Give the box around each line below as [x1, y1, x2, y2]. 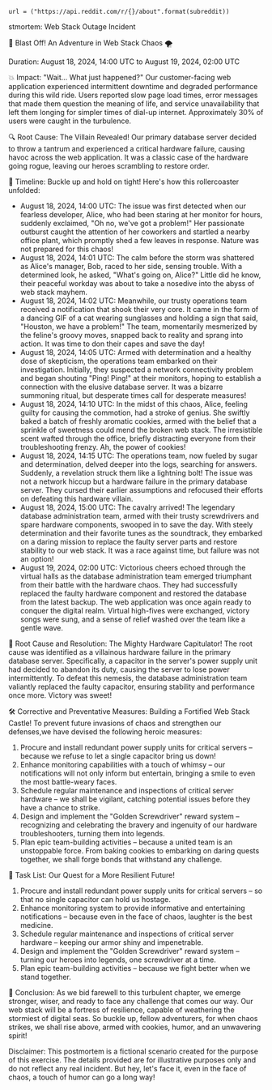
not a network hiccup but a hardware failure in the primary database [19, 477, 248, 486]
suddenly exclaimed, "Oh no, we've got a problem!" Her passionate [19, 219, 245, 228]
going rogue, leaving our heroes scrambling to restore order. [8, 161, 210, 170]
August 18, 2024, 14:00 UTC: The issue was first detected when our [19, 201, 247, 211]
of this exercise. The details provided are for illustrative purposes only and [8, 1055, 257, 1065]
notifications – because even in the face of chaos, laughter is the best [19, 912, 253, 921]
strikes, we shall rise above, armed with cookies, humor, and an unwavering [8, 1022, 261, 1032]
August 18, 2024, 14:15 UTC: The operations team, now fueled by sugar [19, 451, 258, 460]
